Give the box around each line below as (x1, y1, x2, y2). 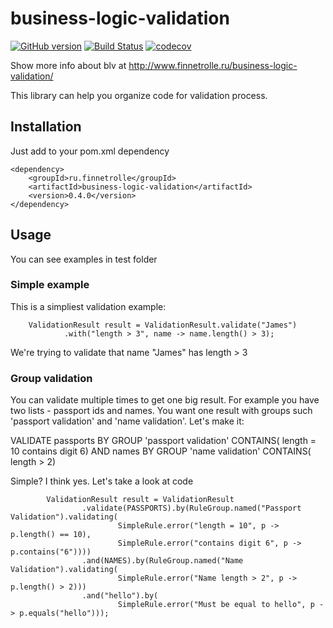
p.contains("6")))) (10, 547, 92, 557)
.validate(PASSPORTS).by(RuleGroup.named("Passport (81, 503, 302, 514)
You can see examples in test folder (10, 253, 158, 265)
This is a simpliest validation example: (10, 300, 167, 312)
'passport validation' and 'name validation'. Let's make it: (10, 415, 245, 427)
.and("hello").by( (81, 591, 159, 601)
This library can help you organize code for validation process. (10, 89, 268, 101)
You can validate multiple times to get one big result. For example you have (10, 394, 320, 406)
